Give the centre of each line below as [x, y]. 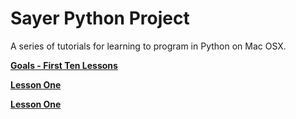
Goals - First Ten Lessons [64, 65]
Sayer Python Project [100, 18]
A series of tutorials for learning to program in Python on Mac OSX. [148, 46]
